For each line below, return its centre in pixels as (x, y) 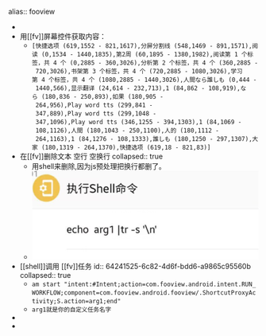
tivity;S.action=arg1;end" (76, 301)
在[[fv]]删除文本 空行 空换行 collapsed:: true (91, 156)
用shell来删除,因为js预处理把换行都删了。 (99, 166)
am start (46, 284)
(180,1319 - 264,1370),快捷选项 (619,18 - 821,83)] (126, 147)
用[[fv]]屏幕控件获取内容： (63, 36)
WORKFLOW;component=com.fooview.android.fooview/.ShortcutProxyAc (144, 293)
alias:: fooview (32, 12)
